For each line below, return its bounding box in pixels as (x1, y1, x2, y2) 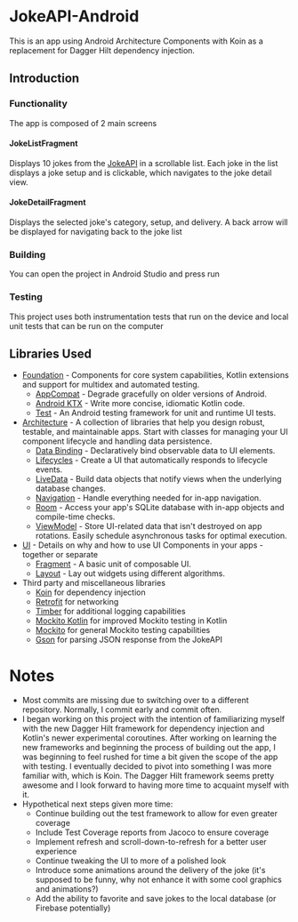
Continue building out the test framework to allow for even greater (35, 808, 278, 819)
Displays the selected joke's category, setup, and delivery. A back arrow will (9, 217, 288, 228)
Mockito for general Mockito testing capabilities (35, 625, 211, 636)
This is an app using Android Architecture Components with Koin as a (9, 36, 264, 46)
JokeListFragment (9, 138, 78, 148)
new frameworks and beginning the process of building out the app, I (21, 742, 276, 753)
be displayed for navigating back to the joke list (9, 227, 182, 237)
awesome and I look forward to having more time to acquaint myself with (21, 780, 289, 790)
